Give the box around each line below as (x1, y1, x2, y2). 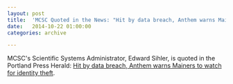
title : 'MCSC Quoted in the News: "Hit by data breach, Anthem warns (7, 17, 216, 23)
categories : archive (7, 29, 67, 36)
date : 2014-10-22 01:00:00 (7, 23, 92, 30)
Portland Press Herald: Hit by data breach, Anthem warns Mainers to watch (7, 61, 222, 70)
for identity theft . (7, 69, 55, 77)
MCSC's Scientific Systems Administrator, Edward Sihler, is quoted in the (7, 54, 216, 63)
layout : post (7, 10, 45, 17)
